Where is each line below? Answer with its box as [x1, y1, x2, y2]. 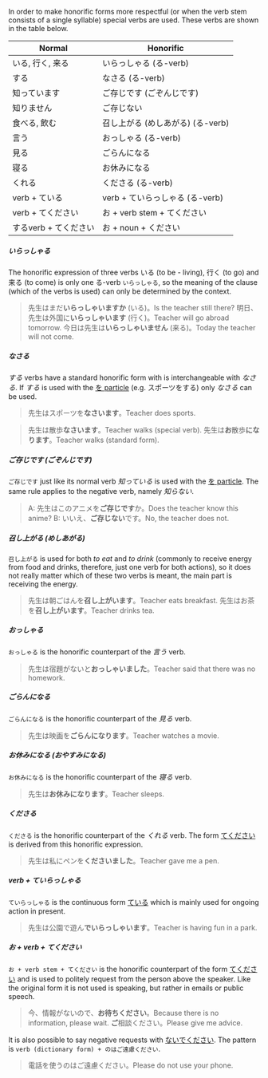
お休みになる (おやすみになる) [8, 750, 106, 760]
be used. [8, 391, 37, 401]
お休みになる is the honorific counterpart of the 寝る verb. [8, 772, 192, 781]
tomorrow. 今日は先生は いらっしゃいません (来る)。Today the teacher [27, 322, 256, 332]
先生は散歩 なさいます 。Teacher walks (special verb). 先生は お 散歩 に [27, 424, 253, 434]
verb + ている [12, 192, 64, 203]
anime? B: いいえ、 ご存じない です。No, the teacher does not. [27, 513, 230, 523]
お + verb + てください [8, 942, 82, 952]
